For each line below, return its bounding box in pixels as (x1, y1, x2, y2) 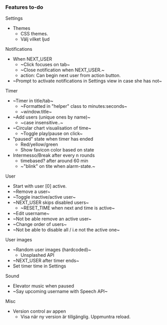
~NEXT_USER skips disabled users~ (12, 199, 89, 206)
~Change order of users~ (12, 221, 67, 227)
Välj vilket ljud (20, 36, 50, 42)
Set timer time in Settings (12, 263, 66, 269)
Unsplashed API (20, 252, 55, 258)
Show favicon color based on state (20, 147, 94, 153)
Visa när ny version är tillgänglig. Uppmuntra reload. (20, 314, 131, 320)
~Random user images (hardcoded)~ (12, 246, 91, 253)
